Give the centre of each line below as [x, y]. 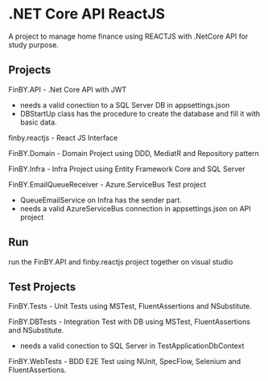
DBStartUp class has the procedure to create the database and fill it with [140, 113]
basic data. [39, 122]
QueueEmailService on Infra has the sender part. [101, 200]
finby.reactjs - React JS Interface [63, 137]
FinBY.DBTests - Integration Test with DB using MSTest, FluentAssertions [130, 322]
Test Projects [42, 287]
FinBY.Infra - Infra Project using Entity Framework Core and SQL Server [127, 169]
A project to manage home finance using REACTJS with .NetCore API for [128, 36]
